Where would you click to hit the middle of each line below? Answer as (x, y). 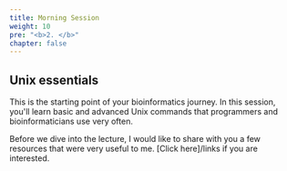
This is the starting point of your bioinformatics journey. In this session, (143, 102)
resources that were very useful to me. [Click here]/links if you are (133, 149)
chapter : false (38, 43)
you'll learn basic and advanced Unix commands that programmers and (144, 112)
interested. (30, 158)
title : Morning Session (55, 18)
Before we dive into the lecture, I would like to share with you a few (135, 139)
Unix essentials (54, 80)
